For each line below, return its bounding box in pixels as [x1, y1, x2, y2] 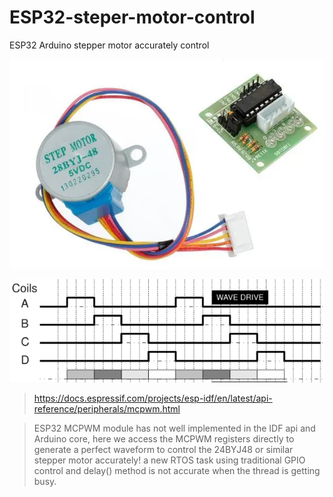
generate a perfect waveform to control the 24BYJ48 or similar [33, 443, 294, 455]
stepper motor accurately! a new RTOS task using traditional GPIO [33, 454, 306, 466]
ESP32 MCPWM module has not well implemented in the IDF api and [33, 422, 316, 434]
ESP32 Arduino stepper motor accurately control [9, 39, 210, 51]
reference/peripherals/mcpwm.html [33, 402, 181, 415]
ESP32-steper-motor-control [9, 6, 256, 29]
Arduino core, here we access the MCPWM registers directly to [33, 432, 295, 445]
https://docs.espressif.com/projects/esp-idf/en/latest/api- [33, 392, 273, 404]
